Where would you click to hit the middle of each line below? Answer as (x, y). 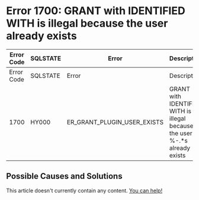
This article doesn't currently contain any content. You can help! (84, 191)
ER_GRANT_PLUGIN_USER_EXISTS (115, 122)
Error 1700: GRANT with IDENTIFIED (96, 11)
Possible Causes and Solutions (64, 176)
